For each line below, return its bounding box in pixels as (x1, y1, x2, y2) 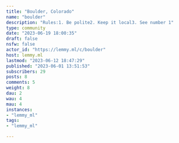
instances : (6, 107, 33, 113)
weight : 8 (6, 85, 30, 91)
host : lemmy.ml (6, 52, 43, 58)
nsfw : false (6, 42, 35, 47)
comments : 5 (6, 80, 35, 86)
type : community (6, 25, 46, 31)
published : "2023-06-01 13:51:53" (6, 63, 91, 69)
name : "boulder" (6, 14, 46, 20)
